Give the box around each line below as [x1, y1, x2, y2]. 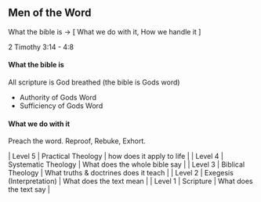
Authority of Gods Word [19, 93, 96, 103]
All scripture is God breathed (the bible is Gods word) [8, 78, 180, 87]
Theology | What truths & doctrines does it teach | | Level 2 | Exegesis [8, 168, 234, 178]
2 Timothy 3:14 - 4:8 [8, 42, 74, 52]
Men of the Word [8, 6, 92, 20]
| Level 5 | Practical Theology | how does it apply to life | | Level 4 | [8, 152, 223, 161]
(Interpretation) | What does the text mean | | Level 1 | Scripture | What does [8, 176, 253, 186]
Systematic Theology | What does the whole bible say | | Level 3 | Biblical [8, 160, 245, 169]
